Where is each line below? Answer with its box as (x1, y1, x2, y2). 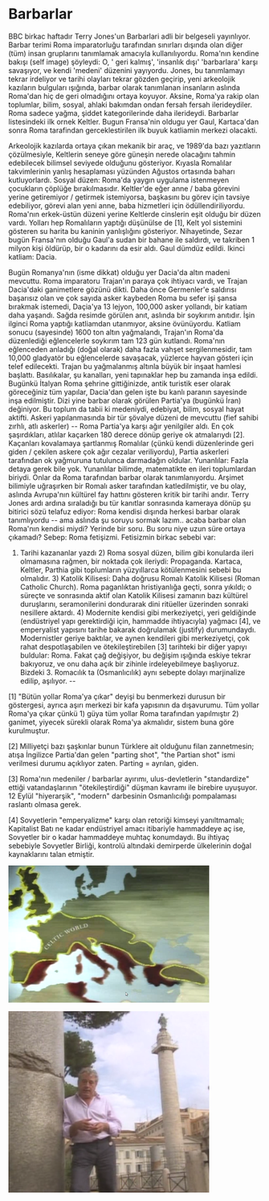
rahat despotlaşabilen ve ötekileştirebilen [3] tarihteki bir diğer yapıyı (19, 641, 247, 651)
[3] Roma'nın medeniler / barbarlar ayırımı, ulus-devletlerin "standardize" (8, 773, 250, 784)
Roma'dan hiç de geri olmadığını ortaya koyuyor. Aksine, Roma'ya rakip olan (8, 91, 259, 100)
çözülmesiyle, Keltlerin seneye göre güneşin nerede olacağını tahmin (8, 150, 236, 159)
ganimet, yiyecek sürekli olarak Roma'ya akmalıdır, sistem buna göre (8, 717, 234, 727)
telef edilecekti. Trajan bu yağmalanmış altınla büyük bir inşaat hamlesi (8, 361, 242, 371)
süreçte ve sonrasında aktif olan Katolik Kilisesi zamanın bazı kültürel (19, 590, 248, 600)
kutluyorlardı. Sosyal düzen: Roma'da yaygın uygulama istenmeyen (8, 174, 230, 185)
